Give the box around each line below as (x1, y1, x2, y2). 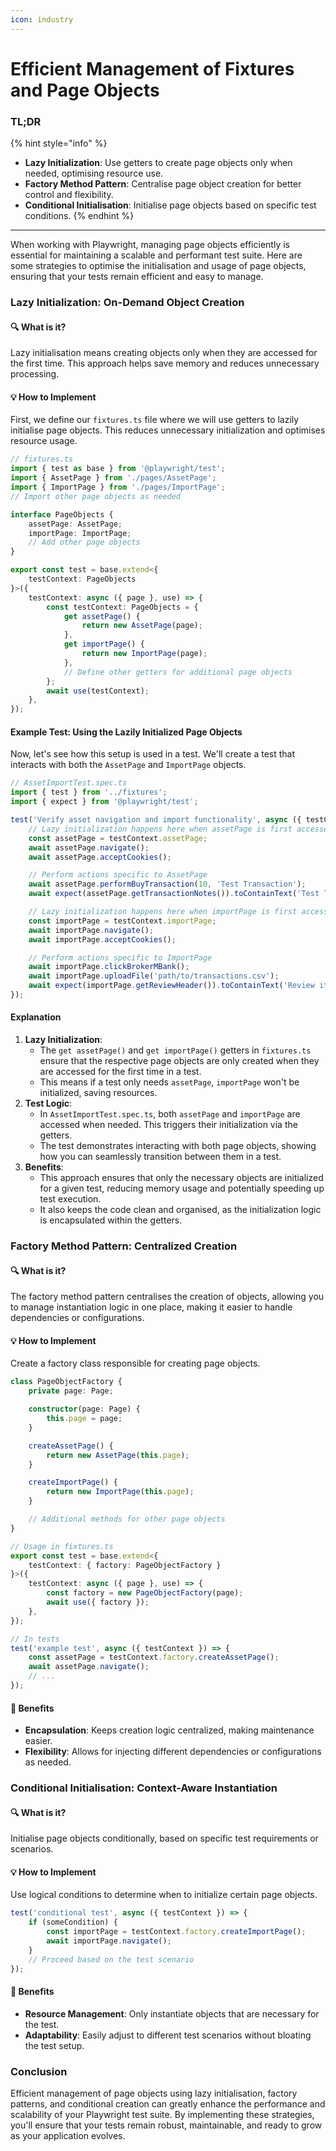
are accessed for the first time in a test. (39, 1066, 202, 1078)
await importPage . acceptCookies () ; (28, 934, 177, 945)
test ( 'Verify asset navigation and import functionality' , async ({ (10, 815, 302, 825)
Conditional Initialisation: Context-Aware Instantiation (10, 1781, 278, 1795)
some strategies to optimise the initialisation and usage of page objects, (10, 260, 307, 272)
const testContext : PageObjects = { (46, 602, 199, 612)
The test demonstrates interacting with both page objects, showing (39, 1140, 317, 1152)
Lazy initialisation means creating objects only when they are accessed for (10, 347, 318, 359)
